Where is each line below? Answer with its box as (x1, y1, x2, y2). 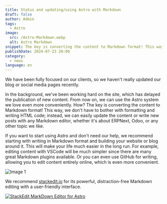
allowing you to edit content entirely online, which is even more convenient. (5, 159, 160, 165)
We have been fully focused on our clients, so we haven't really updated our (5, 77, 161, 83)
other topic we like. (5, 123, 45, 129)
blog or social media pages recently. (5, 82, 80, 88)
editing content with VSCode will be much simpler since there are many (5, 149, 152, 155)
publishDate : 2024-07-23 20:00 (5, 49, 70, 54)
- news (9, 58, 23, 63)
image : (5, 30, 19, 35)
